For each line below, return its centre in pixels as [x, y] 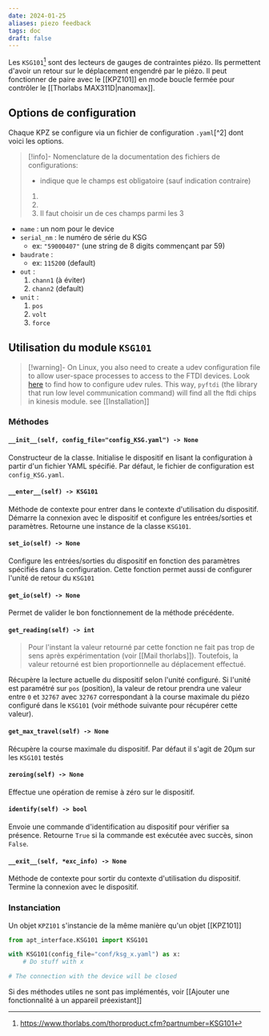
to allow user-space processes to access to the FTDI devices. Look [139, 376]
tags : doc [25, 30]
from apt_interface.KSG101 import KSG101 [78, 940]
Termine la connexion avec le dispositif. [73, 887]
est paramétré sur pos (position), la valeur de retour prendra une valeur [125, 689]
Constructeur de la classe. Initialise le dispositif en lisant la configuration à [130, 457]
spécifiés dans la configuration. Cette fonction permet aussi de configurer [130, 570]
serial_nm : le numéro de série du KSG [83, 237]
